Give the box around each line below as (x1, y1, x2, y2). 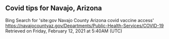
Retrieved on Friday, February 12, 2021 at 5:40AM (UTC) (5, 27, 123, 34)
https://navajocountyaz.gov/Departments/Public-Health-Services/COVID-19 (5, 22, 164, 28)
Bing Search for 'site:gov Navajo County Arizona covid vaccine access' (5, 17, 154, 23)
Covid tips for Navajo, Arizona (5, 4, 103, 12)
